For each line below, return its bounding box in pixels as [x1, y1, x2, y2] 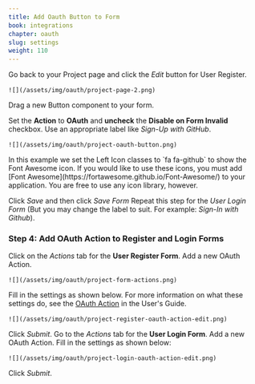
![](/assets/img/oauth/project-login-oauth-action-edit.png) [8, 354, 217, 362]
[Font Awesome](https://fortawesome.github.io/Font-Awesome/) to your [8, 172, 246, 182]
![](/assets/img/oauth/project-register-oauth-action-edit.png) [8, 315, 228, 324]
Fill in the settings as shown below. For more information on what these [8, 290, 243, 300]
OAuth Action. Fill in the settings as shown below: [8, 338, 172, 348]
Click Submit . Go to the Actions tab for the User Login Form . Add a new [8, 329, 245, 339]
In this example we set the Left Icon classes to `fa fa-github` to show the [8, 155, 247, 164]
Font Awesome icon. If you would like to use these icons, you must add [8, 164, 243, 173]
